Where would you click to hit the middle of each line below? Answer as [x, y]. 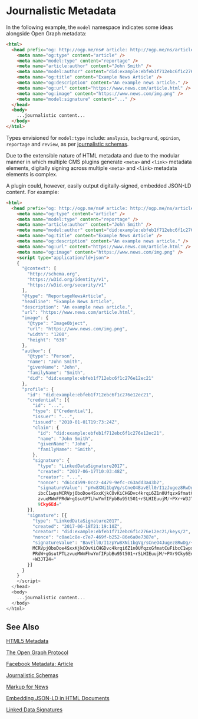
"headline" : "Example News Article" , [68, 301]
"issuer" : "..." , [54, 417]
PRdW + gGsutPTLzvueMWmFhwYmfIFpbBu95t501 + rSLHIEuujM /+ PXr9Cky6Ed [113, 554]
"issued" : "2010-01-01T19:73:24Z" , [76, 422]
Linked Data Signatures [34, 710]
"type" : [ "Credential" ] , [63, 411]
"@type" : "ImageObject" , [58, 324]
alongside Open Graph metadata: [46, 33]
